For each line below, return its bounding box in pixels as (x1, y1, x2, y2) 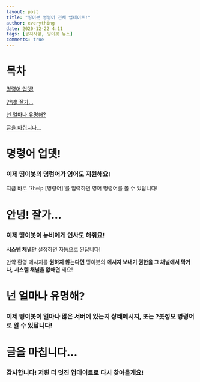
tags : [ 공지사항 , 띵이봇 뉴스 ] (6, 31, 73, 37)
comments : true (6, 37, 44, 43)
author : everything (6, 20, 55, 26)
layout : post (6, 8, 39, 15)
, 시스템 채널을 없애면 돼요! (11, 265, 73, 273)
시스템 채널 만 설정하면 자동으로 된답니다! (6, 246, 101, 253)
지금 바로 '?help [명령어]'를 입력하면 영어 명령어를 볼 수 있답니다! (6, 184, 158, 192)
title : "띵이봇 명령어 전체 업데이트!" (6, 14, 91, 20)
